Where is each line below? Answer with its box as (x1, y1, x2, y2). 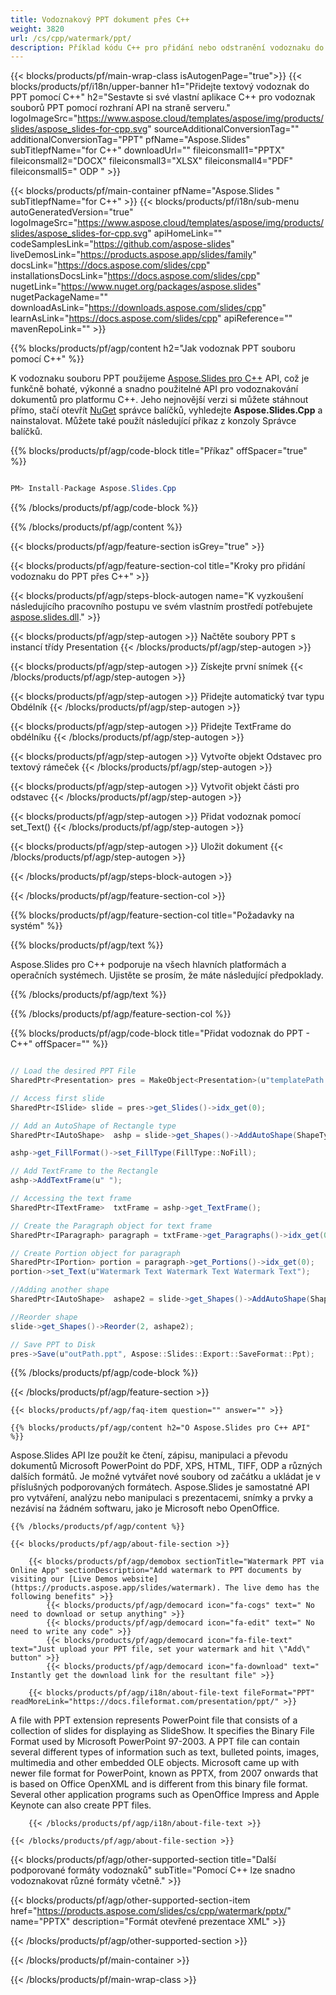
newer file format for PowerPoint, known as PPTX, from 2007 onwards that (10, 1767, 319, 1780)
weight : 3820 (10, 24, 65, 34)
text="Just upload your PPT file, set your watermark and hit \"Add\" (10, 1644, 311, 1655)
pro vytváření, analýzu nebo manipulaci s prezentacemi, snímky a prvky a (10, 1492, 314, 1504)
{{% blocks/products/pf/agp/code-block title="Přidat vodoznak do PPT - (10, 1027, 310, 1040)
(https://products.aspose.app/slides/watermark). (10, 1583, 222, 1593)
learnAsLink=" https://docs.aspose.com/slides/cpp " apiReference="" (10, 312, 293, 325)
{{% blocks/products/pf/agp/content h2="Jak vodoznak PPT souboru (10, 342, 296, 355)
